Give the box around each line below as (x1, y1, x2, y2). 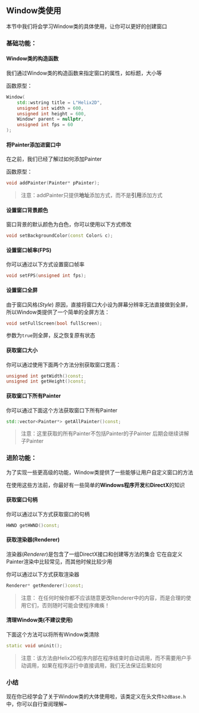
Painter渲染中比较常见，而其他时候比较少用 (6, 558, 113, 565)
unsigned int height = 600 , (17, 111, 86, 117)
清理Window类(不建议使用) (6, 616, 73, 623)
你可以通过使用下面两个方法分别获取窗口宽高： (6, 361, 121, 368)
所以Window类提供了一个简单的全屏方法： (6, 308, 110, 316)
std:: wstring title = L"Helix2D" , (17, 99, 102, 106)
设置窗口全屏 (6, 286, 38, 293)
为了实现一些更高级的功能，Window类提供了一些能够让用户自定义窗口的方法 (6, 469, 194, 476)
